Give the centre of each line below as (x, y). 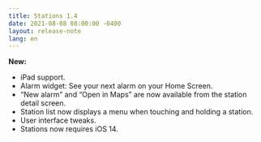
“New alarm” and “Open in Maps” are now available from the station (133, 95)
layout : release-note (45, 31)
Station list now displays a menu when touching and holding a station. (137, 112)
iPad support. (43, 77)
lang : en (23, 39)
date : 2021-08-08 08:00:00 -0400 (65, 24)
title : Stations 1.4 (43, 16)
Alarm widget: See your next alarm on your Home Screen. (116, 86)
